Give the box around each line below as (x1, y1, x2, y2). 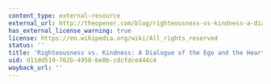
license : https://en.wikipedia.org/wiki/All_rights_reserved (8, 34, 219, 42)
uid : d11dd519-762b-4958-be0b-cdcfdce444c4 (8, 57, 157, 65)
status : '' (8, 42, 45, 50)
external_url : (8, 19, 56, 27)
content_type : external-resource (8, 11, 121, 20)
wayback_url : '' (8, 64, 63, 72)
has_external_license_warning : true (8, 26, 131, 34)
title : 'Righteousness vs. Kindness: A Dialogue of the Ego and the (8, 49, 244, 57)
